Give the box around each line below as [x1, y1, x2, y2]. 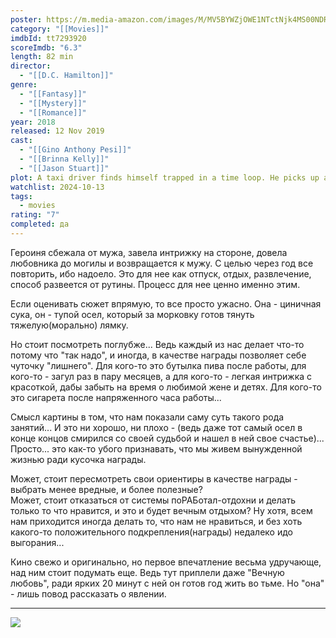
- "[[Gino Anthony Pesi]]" [19, 145, 132, 155]
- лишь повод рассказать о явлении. [10, 587, 167, 600]
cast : [10, 136, 33, 146]
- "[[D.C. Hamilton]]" [19, 71, 114, 81]
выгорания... [10, 536, 65, 548]
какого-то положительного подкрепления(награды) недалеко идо [10, 526, 293, 538]
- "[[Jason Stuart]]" [19, 163, 110, 173]
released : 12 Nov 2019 [10, 126, 105, 136]
